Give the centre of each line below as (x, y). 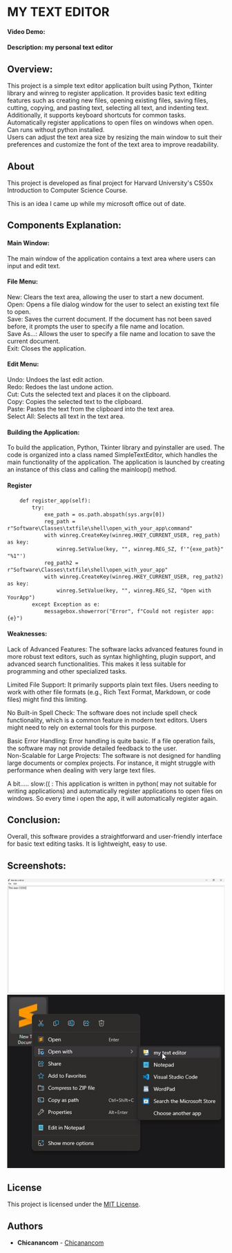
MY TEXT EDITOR (58, 12)
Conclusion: (34, 820)
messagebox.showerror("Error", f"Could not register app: (129, 612)
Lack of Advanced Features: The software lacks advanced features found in (115, 649)
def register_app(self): (55, 501)
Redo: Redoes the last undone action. (60, 387)
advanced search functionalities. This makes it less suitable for (97, 664)
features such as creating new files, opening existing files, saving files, (108, 100)
